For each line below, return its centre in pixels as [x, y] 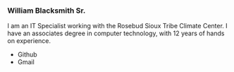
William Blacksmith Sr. [47, 11]
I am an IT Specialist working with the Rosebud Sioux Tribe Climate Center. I [117, 26]
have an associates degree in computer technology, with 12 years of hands [116, 33]
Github [27, 54]
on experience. [29, 41]
